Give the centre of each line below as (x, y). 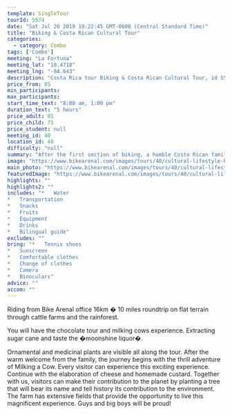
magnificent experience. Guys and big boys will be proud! (89, 404)
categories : (24, 39)
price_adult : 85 (30, 116)
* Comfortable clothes (43, 257)
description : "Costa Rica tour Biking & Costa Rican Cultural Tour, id (112, 78)
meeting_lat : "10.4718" (41, 65)
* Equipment (28, 219)
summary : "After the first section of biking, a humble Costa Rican (108, 155)
